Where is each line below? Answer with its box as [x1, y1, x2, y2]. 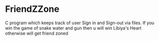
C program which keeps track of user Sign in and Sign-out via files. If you [5, 20, 155, 26]
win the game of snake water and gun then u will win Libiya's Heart [5, 25, 142, 31]
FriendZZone [5, 3, 60, 15]
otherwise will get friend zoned [5, 30, 68, 36]
